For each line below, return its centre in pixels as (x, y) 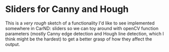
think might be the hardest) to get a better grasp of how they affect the (79, 39)
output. (13, 44)
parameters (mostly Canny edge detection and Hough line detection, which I (84, 33)
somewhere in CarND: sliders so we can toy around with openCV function (82, 28)
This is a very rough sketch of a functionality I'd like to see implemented (80, 23)
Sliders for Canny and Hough (67, 9)
